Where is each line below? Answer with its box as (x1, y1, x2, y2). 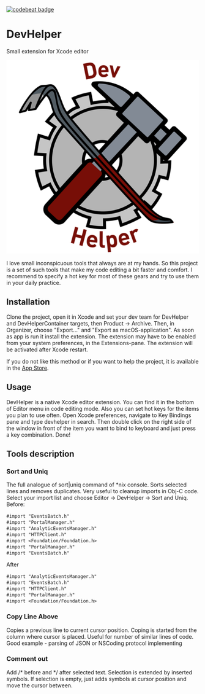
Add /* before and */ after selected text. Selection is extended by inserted (6, 668, 193, 676)
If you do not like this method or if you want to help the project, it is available (6, 357, 199, 365)
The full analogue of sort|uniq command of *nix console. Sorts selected (6, 481, 187, 488)
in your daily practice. (6, 279, 61, 286)
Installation (6, 297, 50, 307)
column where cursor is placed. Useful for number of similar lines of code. (6, 633, 194, 640)
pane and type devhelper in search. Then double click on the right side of (6, 418, 192, 425)
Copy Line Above (6, 612, 58, 621)
